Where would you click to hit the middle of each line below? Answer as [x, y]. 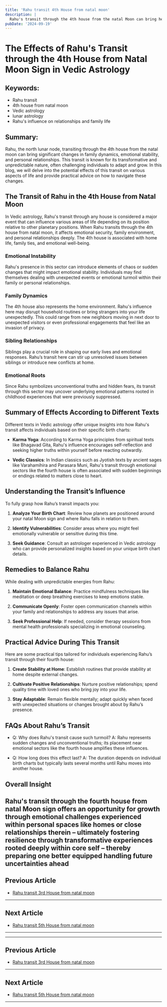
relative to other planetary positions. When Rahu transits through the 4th [79, 227]
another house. [28, 769]
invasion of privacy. [25, 328]
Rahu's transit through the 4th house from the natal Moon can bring [83, 19]
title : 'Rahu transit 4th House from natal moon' [58, 10]
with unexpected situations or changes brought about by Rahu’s [78, 705]
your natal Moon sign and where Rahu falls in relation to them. [76, 518]
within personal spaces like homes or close [73, 824]
